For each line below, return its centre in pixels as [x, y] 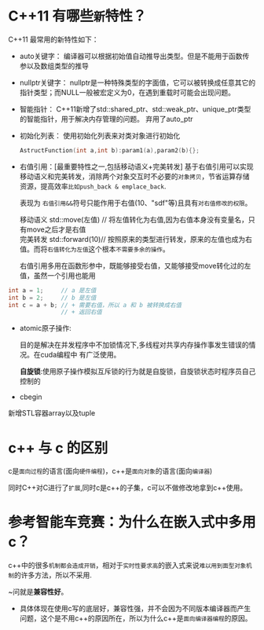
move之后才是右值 [56, 229]
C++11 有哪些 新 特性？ [77, 16]
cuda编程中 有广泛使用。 [81, 355]
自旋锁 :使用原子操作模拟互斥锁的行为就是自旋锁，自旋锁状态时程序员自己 [137, 372]
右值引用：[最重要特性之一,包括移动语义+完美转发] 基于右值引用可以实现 [136, 167]
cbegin [31, 397]
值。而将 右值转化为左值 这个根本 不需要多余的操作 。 [95, 249]
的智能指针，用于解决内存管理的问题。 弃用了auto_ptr [106, 119]
